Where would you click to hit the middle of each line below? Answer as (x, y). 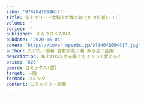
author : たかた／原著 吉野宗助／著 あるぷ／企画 (60, 51)
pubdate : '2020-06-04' (35, 40)
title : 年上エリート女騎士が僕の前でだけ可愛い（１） (65, 17)
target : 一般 (22, 73)
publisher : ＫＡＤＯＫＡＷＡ (39, 34)
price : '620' (23, 62)
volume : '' (20, 23)
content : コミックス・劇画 (36, 85)
